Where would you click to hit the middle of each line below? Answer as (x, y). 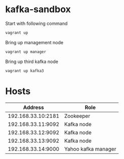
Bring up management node (34, 42)
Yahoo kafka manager (90, 149)
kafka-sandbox (38, 9)
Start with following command (36, 23)
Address (33, 107)
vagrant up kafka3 (25, 71)
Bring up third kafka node (32, 61)
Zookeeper (77, 116)
